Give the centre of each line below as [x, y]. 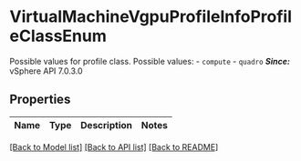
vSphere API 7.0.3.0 [47, 71]
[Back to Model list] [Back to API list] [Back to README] [114, 146]
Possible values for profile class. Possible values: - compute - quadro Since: [150, 61]
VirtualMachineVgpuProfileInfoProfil [151, 17]
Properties [40, 100]
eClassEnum [58, 36]
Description [106, 125]
